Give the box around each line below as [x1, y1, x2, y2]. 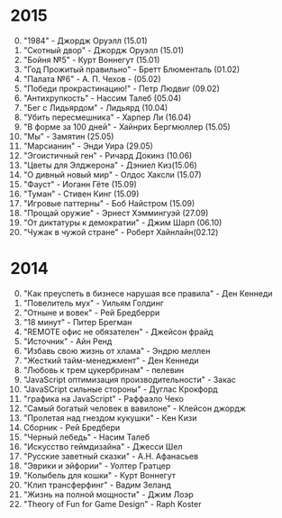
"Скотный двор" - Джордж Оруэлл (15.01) [23, 44, 184, 55]
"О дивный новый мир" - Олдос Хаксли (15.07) [23, 168, 202, 180]
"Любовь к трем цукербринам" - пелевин [23, 364, 184, 375]
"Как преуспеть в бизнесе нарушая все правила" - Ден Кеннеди [23, 287, 273, 298]
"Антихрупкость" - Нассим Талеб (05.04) [23, 92, 182, 104]
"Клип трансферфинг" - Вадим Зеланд [23, 479, 172, 490]
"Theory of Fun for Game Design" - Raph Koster [23, 498, 202, 509]
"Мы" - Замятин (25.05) [23, 131, 114, 141]
